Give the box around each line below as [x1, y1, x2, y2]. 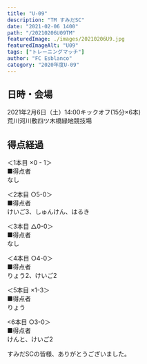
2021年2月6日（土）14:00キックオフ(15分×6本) [7, 108, 141, 117]
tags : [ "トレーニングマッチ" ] [7, 49, 85, 56]
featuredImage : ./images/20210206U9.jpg [7, 36, 126, 43]
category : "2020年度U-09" [7, 61, 79, 68]
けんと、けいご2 [7, 335, 53, 343]
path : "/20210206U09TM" [7, 29, 76, 37]
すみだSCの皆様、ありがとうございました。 [7, 350, 131, 358]
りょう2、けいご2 [7, 272, 57, 280]
